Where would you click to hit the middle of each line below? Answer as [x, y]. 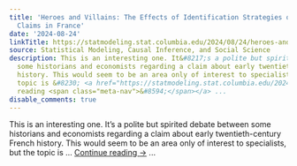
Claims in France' [51, 26]
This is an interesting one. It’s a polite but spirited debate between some [140, 124]
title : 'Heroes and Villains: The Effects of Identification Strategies [146, 17]
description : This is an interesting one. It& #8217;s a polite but [136, 58]
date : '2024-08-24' [45, 34]
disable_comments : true [53, 99]
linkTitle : [29, 42]
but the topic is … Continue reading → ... [83, 153]
